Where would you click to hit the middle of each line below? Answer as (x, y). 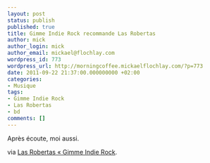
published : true (31, 27)
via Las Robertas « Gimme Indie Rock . (62, 152)
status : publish (31, 20)
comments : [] (26, 118)
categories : (25, 79)
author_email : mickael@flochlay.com (61, 53)
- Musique (22, 86)
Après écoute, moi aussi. (43, 138)
